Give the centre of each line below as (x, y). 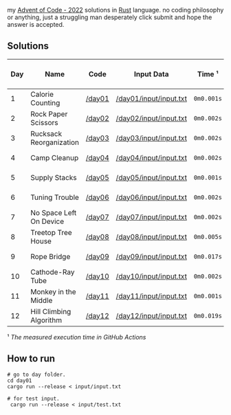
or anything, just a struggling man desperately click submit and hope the (110, 17)
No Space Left (54, 212)
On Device (47, 221)
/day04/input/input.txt (152, 157)
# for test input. (33, 399)
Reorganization (55, 142)
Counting (45, 102)
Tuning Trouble (55, 197)
